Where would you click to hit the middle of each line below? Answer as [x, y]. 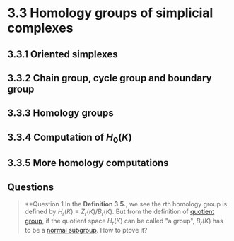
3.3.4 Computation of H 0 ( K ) [70, 138]
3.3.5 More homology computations [88, 163]
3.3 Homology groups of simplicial [110, 13]
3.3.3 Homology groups [61, 113]
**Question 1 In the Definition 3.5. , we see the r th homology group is [126, 204]
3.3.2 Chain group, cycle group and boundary [110, 78]
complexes [40, 28]
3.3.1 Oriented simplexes [63, 54]
